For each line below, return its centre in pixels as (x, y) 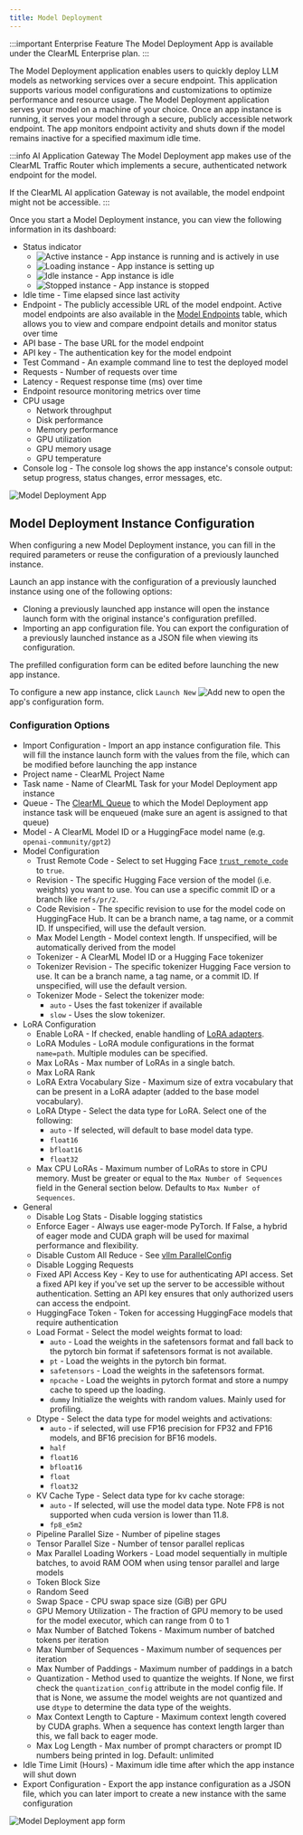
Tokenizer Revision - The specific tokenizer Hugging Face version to (163, 966)
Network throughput (74, 410)
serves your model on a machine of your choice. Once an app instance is (146, 109)
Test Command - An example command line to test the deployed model (155, 362)
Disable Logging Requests (85, 1265)
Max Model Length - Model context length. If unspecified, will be (156, 937)
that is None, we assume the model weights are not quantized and (159, 1697)
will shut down (49, 1774)
